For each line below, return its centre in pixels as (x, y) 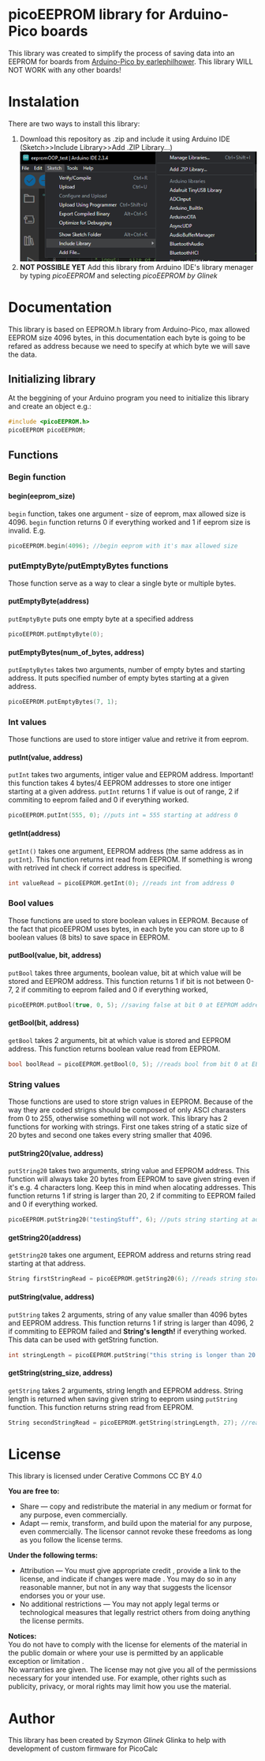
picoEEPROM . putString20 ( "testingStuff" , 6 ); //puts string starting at (128, 1220)
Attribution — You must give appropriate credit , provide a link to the (130, 1571)
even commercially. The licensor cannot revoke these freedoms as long (136, 1531)
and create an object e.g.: (50, 406)
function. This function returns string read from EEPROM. (101, 1407)
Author (32, 1718)
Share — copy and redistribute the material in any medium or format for (136, 1507)
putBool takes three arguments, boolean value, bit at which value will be (125, 973)
